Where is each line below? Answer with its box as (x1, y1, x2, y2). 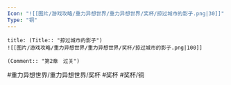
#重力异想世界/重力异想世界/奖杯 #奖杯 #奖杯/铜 (7, 70, 144, 79)
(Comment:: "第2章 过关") (7, 57, 80, 64)
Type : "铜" (7, 17, 38, 23)
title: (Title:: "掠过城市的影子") (7, 37, 103, 44)
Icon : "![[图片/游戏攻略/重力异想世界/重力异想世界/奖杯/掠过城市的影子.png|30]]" (7, 10, 225, 17)
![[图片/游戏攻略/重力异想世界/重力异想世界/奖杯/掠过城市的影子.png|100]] (7, 44, 203, 51)
